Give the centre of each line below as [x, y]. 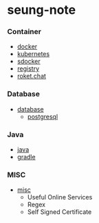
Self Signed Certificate [59, 212]
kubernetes [33, 54]
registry [28, 69]
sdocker [29, 62]
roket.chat [32, 76]
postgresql [43, 116]
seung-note [42, 10]
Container [24, 32]
